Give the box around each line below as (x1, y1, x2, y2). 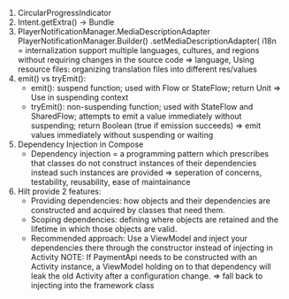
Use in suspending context (30, 92, 129, 103)
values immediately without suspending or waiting (30, 130, 214, 140)
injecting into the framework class (30, 280, 155, 290)
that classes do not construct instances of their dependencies (30, 158, 257, 168)
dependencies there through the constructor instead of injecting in (30, 242, 274, 253)
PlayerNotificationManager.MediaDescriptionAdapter (17, 27, 210, 36)
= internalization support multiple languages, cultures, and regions (17, 45, 260, 56)
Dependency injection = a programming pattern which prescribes (30, 149, 270, 158)
